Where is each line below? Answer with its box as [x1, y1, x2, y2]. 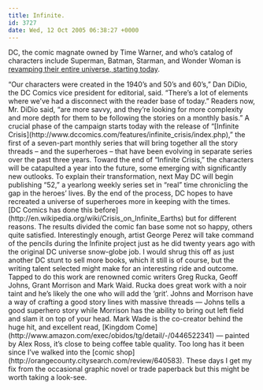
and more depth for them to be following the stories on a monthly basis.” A [8, 113, 250, 123]
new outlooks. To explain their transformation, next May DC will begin [8, 172, 234, 181]
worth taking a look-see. [8, 373, 87, 382]
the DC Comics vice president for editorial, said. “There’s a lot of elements [8, 88, 249, 98]
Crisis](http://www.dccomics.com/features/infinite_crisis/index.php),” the [8, 130, 246, 139]
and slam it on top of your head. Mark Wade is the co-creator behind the [8, 314, 243, 324]
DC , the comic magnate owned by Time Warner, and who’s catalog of [8, 48, 234, 58]
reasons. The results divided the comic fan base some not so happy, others [8, 222, 254, 232]
